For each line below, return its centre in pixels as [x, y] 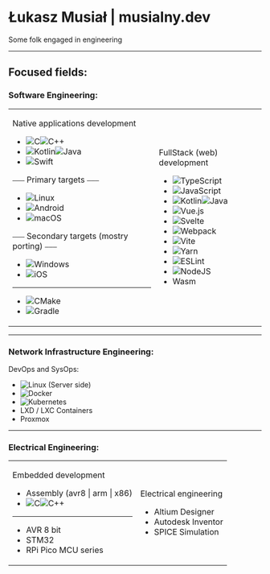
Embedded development [59, 475]
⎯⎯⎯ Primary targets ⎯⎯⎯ [56, 180]
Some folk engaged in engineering [65, 39]
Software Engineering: [53, 95]
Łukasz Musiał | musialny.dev [110, 17]
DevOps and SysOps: [44, 369]
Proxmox [35, 419]
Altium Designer [184, 511]
